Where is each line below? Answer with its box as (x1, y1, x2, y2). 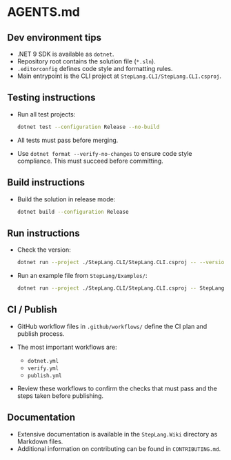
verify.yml (27, 365, 59, 372)
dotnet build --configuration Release (17, 208, 129, 215)
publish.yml (27, 372, 62, 379)
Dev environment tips (7, 32, 102, 43)
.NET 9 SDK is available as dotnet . (17, 50, 114, 58)
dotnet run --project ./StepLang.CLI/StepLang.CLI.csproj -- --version (17, 259, 228, 266)
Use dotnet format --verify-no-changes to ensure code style (17, 149, 192, 157)
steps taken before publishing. (17, 391, 104, 400)
